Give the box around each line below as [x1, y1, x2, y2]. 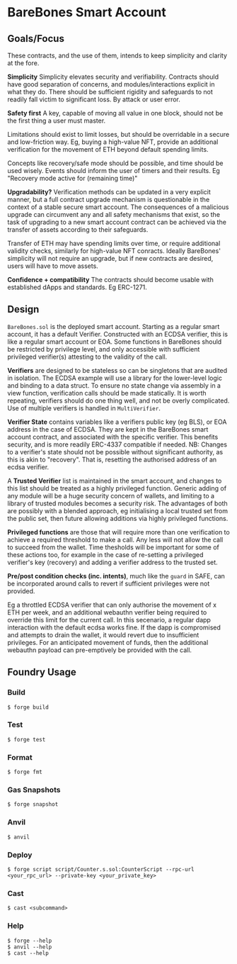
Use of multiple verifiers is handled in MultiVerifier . [7, 403, 161, 412]
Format [7, 752, 33, 762]
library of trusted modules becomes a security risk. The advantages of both [7, 499, 228, 508]
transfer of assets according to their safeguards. [7, 225, 149, 234]
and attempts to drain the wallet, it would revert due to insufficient [7, 630, 200, 639]
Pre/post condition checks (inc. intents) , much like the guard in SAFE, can [7, 571, 225, 580]
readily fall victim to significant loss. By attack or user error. [7, 95, 180, 103]
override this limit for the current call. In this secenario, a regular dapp [7, 615, 211, 624]
